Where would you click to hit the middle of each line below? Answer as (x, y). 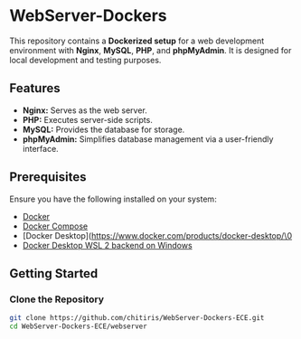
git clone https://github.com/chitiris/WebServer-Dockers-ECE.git (137, 318)
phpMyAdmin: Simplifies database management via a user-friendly (148, 139)
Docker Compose (55, 226)
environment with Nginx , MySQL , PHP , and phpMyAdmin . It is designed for (150, 50)
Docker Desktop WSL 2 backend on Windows (107, 245)
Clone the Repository (57, 299)
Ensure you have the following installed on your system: (113, 199)
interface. (40, 148)
